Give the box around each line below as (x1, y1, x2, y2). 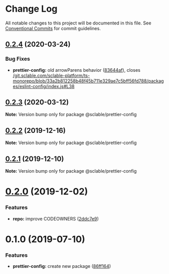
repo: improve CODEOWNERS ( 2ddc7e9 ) (12, 215, 99, 222)
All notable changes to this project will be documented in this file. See (5, 20, 152, 26)
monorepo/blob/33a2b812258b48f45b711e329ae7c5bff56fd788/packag (12, 77, 164, 84)
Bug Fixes (5, 56, 31, 63)
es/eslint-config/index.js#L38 (12, 83, 75, 89)
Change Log (5, 3, 58, 15)
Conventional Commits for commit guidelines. (5, 25, 101, 31)
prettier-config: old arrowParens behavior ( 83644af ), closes (12, 67, 141, 73)
